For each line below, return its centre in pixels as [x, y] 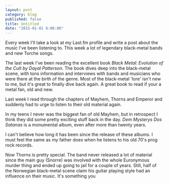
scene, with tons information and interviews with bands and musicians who [83, 73]
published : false [23, 19]
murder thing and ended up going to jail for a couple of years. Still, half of [81, 165]
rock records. [19, 145]
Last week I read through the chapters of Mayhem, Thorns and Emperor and [84, 99]
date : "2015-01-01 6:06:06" [35, 28]
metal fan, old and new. [29, 89]
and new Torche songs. [30, 53]
